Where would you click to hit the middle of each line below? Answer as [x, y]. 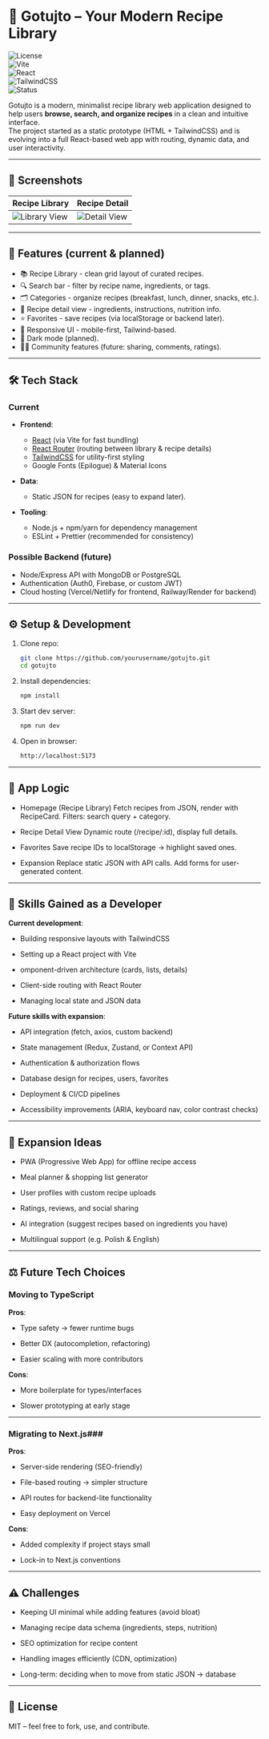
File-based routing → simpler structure [84, 1482]
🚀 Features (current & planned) [87, 254]
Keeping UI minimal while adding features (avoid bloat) [110, 1612]
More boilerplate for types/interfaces [81, 1389]
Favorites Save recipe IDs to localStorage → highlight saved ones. [128, 847]
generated [37, 871]
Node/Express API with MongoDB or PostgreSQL [100, 574]
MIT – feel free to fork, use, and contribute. [79, 1726]
